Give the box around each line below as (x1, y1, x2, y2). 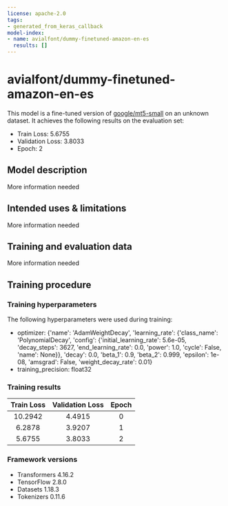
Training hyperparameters (7, 299, 97, 309)
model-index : (7, 29, 45, 36)
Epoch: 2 (17, 144, 43, 152)
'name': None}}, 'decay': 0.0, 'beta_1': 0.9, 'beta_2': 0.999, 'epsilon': (17, 350, 209, 359)
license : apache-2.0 (7, 10, 67, 17)
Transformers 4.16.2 (17, 470, 74, 478)
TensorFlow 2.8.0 (17, 478, 67, 486)
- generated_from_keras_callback (7, 23, 103, 30)
